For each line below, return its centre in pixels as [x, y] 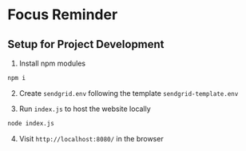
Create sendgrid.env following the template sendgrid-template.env [129, 93]
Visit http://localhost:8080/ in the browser [91, 138]
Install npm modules [52, 63]
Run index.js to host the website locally [85, 109]
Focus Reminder [63, 15]
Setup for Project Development [86, 44]
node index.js [31, 123]
